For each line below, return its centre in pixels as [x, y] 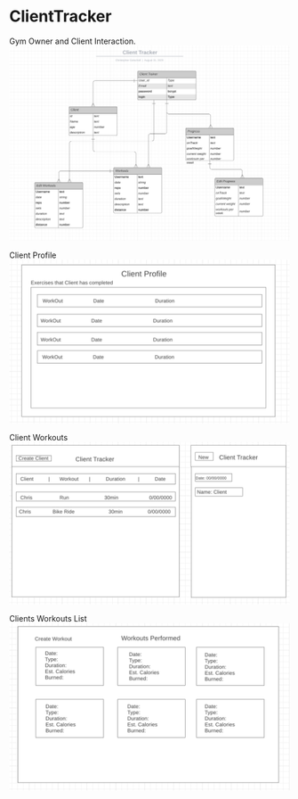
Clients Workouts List [48, 618]
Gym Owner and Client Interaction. [72, 41]
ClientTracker [60, 16]
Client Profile [33, 255]
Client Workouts [39, 438]
